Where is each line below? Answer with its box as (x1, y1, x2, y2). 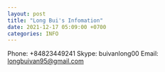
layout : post (7, 10, 46, 18)
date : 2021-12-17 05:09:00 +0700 (7, 23, 107, 30)
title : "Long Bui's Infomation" (7, 17, 103, 24)
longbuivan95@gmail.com (7, 57, 84, 66)
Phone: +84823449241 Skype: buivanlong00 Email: (7, 49, 159, 58)
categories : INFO (7, 30, 59, 37)
